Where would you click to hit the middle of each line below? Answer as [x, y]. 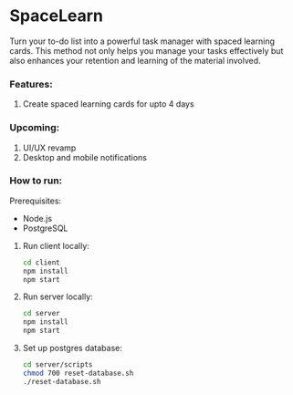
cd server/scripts [58, 365]
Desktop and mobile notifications [85, 157]
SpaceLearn [56, 16]
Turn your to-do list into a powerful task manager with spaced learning [142, 41]
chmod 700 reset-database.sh [78, 373]
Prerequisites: [36, 201]
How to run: [36, 181]
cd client [42, 262]
